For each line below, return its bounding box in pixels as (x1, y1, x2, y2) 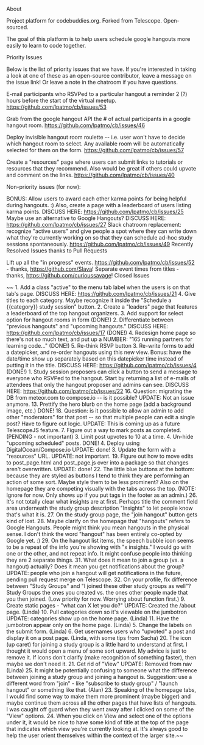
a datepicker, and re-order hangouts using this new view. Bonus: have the (6, 348, 191, 356)
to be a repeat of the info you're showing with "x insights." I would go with (6, 543, 192, 551)
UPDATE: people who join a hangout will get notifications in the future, (6, 570, 183, 576)
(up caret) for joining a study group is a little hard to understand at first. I (6, 641, 188, 648)
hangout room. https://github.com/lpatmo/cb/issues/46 (6, 122, 145, 129)
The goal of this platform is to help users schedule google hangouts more (6, 35, 191, 42)
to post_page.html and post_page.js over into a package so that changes (6, 459, 189, 466)
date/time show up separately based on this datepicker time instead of (6, 355, 184, 362)
